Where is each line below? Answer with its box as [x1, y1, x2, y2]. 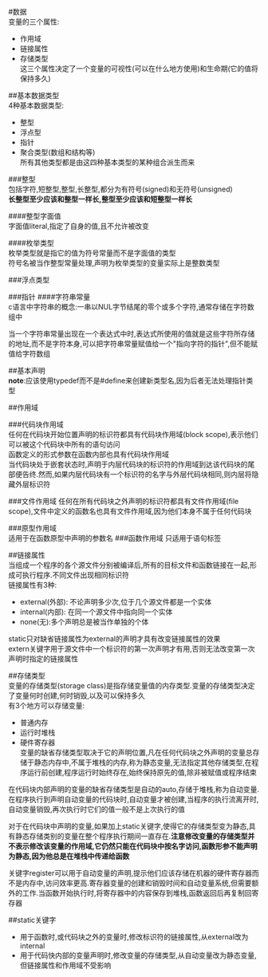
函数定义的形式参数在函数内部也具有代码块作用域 [8, 450, 169, 459]
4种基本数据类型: [8, 100, 65, 110]
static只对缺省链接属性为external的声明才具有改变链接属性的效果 [8, 634, 221, 644]
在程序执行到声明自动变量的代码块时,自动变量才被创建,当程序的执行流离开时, [8, 794, 259, 804]
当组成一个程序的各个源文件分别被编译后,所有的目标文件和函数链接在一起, [8, 561, 250, 569]
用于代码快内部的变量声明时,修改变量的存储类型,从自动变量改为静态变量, [19, 951, 257, 959]
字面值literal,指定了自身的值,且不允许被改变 [8, 222, 149, 230]
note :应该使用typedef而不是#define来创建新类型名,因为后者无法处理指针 [8, 376, 246, 385]
